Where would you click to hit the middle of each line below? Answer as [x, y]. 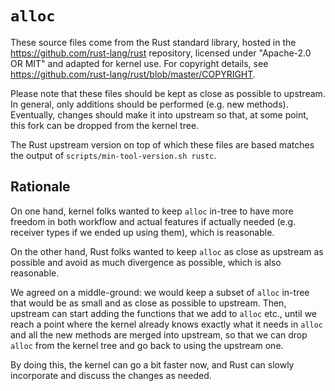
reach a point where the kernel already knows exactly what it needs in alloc [167, 324]
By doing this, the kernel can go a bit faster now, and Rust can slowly [152, 364]
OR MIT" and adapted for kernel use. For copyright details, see [139, 63]
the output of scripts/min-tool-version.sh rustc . [113, 155]
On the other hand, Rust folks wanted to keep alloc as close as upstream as [167, 251]
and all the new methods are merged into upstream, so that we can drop [159, 334]
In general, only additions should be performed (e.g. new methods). [149, 104]
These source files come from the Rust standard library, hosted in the [153, 42]
